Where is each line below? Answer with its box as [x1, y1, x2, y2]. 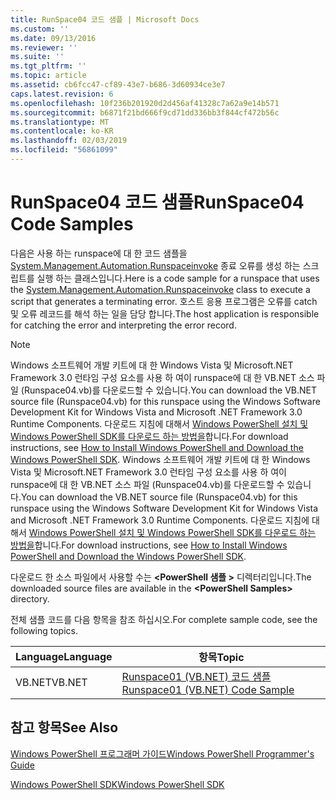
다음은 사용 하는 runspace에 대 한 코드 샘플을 [10, 247, 188, 259]
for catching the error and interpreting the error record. [10, 319, 237, 331]
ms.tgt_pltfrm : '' [10, 61, 87, 71]
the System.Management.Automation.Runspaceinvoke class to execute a [10, 283, 311, 295]
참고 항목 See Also [10, 719, 119, 736]
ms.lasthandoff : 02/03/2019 [10, 136, 128, 146]
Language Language [15, 649, 113, 663]
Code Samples [10, 213, 134, 236]
